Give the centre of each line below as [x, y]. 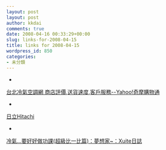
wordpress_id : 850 [29, 51]
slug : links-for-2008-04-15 [42, 40]
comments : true [25, 29]
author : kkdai [24, 23]
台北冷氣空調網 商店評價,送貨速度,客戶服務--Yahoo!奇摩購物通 [83, 92]
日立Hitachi [20, 116]
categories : [21, 57]
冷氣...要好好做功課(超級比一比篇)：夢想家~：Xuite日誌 [74, 141]
